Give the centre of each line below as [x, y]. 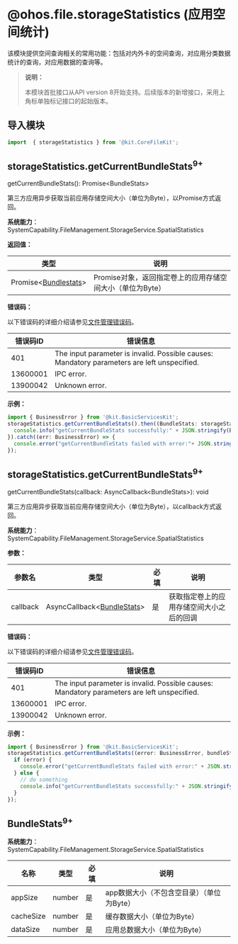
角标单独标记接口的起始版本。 [68, 101]
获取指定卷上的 [194, 596]
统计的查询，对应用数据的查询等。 [57, 62]
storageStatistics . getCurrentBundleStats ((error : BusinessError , [106, 754]
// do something [44, 780]
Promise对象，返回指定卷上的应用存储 [157, 278]
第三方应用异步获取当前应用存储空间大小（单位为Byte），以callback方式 [112, 506]
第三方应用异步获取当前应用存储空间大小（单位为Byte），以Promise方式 [111, 198]
